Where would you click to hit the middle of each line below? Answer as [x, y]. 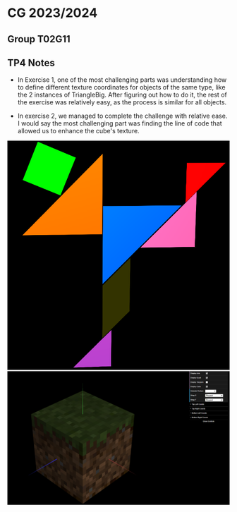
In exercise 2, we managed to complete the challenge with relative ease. [122, 116]
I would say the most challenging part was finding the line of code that [120, 123]
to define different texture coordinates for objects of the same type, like [121, 87]
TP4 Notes [31, 62]
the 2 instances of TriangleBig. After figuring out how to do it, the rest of [122, 95]
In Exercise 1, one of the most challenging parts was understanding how [122, 80]
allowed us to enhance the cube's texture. [78, 131]
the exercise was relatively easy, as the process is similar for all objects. [122, 102]
